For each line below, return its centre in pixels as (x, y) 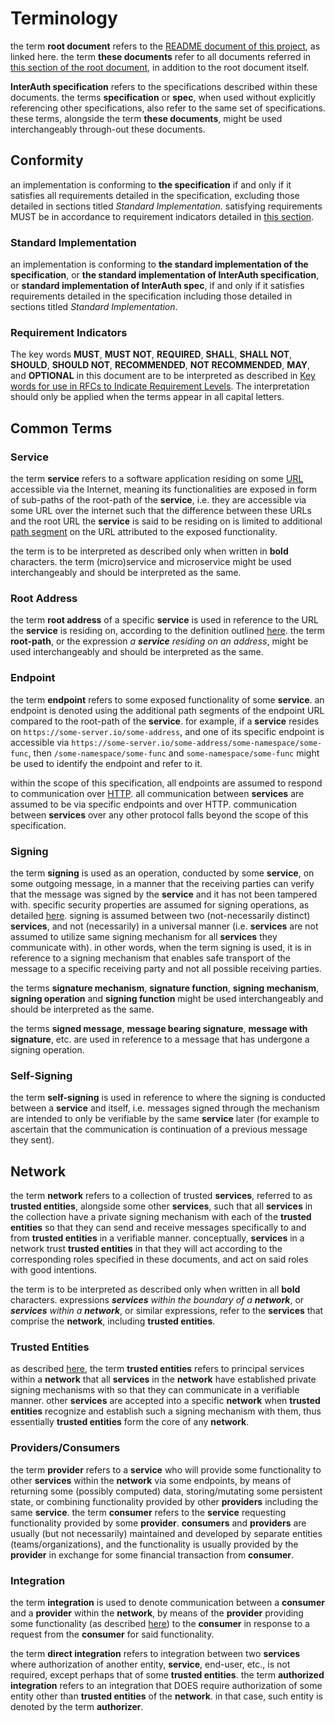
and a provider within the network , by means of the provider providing (157, 1613)
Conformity (47, 160)
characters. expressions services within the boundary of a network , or (157, 1300)
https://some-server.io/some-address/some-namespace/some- (197, 743)
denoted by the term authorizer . (77, 1706)
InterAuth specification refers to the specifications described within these (164, 86)
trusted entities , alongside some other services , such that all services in (161, 1206)
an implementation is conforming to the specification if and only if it (151, 184)
